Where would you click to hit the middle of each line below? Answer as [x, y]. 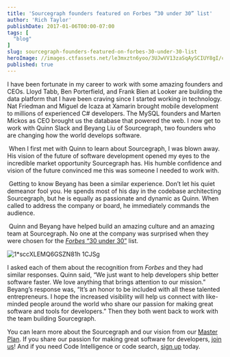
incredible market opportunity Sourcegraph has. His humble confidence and [115, 163]
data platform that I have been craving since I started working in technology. [115, 99]
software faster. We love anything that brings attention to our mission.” [106, 281]
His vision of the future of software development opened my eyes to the [108, 156]
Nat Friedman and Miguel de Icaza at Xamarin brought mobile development [113, 106]
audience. [21, 213]
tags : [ [18, 33]
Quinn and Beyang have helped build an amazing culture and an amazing [112, 226]
